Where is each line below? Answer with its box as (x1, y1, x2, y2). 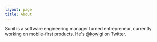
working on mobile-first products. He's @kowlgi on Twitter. (5, 31, 126, 37)
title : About (5, 12, 32, 17)
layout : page (5, 7, 32, 12)
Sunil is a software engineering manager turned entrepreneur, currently (5, 25, 152, 31)
